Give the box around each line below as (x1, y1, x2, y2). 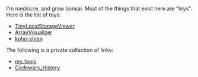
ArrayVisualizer (14, 29, 53, 36)
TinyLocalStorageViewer (14, 23, 75, 29)
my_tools (14, 58, 37, 65)
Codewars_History (14, 64, 60, 71)
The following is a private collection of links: (6, 46, 114, 53)
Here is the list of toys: (6, 11, 61, 18)
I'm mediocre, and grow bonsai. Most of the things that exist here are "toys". (6, 5, 193, 12)
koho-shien (14, 35, 43, 42)
